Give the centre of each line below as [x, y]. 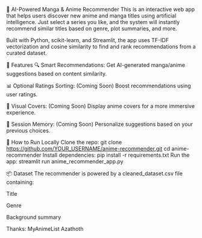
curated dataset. [27, 53]
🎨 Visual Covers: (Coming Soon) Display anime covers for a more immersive [100, 106]
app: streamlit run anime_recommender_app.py [65, 161]
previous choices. [28, 130]
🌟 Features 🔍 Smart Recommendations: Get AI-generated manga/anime [96, 65]
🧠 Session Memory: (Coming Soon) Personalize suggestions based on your [99, 124]
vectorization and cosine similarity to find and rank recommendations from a [101, 46]
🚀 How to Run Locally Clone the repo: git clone [64, 142]
